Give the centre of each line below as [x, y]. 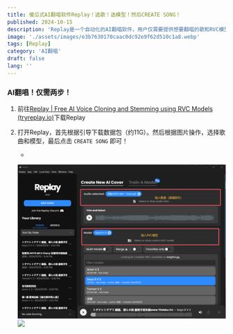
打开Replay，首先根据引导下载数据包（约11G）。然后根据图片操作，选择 [118, 133]
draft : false [26, 59]
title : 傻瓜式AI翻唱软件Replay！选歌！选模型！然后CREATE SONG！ [94, 15]
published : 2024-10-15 [40, 22]
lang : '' [20, 66]
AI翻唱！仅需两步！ [39, 92]
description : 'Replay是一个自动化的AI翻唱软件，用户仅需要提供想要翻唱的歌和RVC [113, 29]
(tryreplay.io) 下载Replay [51, 117]
